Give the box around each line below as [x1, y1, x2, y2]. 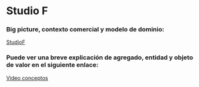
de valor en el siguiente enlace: [6, 61, 99, 69]
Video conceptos [6, 74, 48, 81]
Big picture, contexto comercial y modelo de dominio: [6, 25, 164, 34]
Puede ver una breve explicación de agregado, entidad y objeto [6, 53, 193, 62]
